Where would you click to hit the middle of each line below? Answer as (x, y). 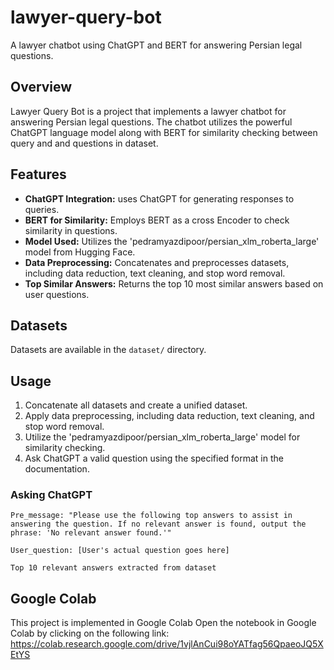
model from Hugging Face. (80, 252)
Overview (41, 87)
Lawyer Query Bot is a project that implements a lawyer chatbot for (148, 111)
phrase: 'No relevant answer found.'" (91, 533)
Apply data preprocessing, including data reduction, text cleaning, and (169, 416)
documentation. (57, 469)
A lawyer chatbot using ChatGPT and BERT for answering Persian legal (156, 45)
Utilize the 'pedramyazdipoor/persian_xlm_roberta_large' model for (162, 437)
